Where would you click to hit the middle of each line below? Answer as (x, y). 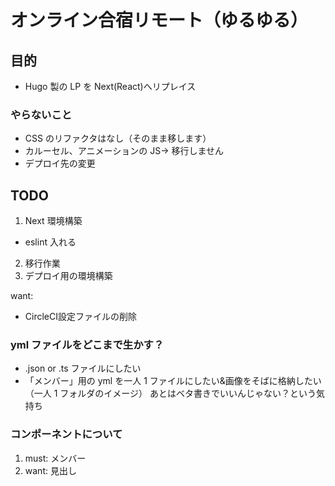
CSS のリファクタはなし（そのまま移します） (118, 138)
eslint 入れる (50, 242)
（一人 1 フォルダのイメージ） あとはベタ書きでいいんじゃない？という (170, 393)
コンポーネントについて (66, 434)
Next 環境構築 (53, 221)
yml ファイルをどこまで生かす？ (87, 345)
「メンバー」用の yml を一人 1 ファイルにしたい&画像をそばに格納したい (173, 381)
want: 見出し (50, 470)
